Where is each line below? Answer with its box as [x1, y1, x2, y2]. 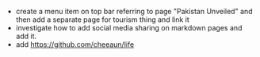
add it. [15, 31, 37, 41]
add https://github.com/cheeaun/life [15, 40, 135, 49]
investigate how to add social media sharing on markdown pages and [15, 23, 243, 32]
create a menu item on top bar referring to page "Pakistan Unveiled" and [15, 7, 253, 16]
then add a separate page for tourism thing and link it [15, 15, 190, 24]
